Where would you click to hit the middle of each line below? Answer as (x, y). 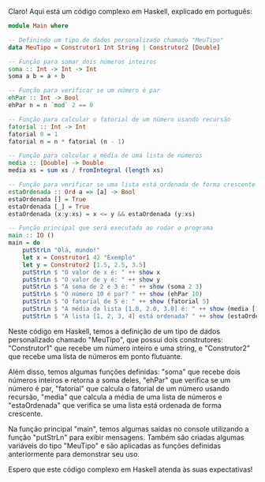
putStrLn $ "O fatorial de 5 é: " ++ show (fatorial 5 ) (116, 302)
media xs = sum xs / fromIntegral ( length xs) (86, 170)
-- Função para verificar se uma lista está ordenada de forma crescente (132, 185)
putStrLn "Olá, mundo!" (62, 250)
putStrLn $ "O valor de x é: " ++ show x (91, 272)
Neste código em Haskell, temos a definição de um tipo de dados (114, 331)
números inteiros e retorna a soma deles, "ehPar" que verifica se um (119, 380)
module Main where (38, 26)
